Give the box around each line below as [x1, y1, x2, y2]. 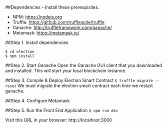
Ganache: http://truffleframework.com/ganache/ [12, 24, 112, 30]
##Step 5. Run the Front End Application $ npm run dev [5, 107, 118, 113]
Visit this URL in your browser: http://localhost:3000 [5, 117, 112, 123]
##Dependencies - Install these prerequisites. [5, 4, 99, 10]
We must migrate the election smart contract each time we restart [17, 82, 153, 88]
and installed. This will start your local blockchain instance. [5, 67, 126, 73]
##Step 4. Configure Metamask [5, 97, 70, 103]
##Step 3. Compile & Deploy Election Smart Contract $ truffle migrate [5, 77, 153, 83]
